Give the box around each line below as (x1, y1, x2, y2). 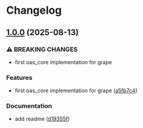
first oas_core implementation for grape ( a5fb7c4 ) (14, 87, 138, 94)
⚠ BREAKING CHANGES (6, 45, 78, 54)
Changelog (6, 4, 62, 17)
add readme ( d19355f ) (14, 115, 70, 123)
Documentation (6, 102, 52, 110)
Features (6, 73, 33, 82)
